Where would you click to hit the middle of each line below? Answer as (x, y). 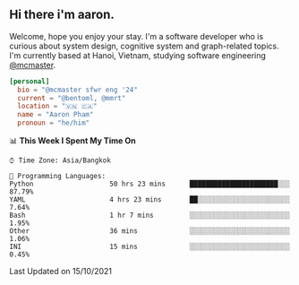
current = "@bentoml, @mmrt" (72, 98)
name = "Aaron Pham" (56, 115)
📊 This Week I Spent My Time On (73, 141)
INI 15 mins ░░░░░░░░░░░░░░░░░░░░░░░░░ (150, 247)
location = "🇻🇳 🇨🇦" (57, 107)
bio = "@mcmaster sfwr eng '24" (78, 90)
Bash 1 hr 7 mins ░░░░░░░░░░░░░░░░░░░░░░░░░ (150, 216)
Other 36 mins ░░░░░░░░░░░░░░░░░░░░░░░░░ (150, 231)
